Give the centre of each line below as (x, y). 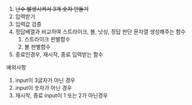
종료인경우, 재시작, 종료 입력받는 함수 (59, 54)
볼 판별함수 (37, 47)
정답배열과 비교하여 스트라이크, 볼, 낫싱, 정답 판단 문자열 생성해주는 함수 (100, 32)
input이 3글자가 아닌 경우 (45, 80)
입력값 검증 (28, 24)
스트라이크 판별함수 (47, 39)
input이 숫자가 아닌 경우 (43, 88)
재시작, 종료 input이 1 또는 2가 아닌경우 (62, 95)
